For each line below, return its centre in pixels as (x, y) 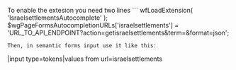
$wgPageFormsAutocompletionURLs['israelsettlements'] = (93, 25)
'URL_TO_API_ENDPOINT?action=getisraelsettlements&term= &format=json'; (118, 33)
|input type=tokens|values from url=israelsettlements (85, 59)
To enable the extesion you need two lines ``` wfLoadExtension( (100, 10)
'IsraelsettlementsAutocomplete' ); (58, 18)
